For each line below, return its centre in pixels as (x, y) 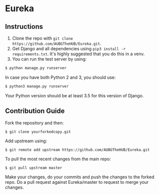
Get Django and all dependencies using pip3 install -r (69, 49)
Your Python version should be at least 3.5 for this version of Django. (74, 95)
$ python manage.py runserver (36, 68)
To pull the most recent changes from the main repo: (58, 159)
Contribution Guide (35, 111)
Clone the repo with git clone (43, 38)
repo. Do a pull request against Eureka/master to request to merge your (77, 182)
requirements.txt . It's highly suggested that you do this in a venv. (79, 54)
